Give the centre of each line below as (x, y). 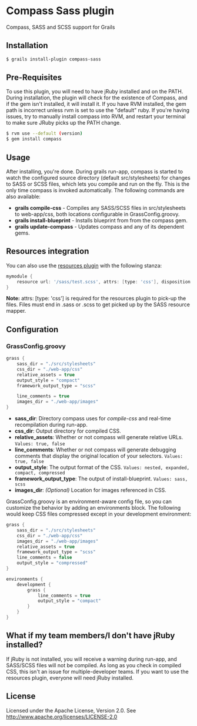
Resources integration (48, 251)
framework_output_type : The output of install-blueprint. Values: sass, (101, 479)
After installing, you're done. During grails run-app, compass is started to (95, 171)
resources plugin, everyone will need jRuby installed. (70, 678)
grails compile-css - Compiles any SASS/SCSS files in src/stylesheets (100, 208)
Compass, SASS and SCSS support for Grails (61, 27)
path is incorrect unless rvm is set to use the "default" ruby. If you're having (98, 111)
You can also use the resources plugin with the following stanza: (84, 265)
